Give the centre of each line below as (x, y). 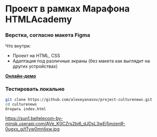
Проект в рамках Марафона (67, 9)
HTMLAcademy (39, 19)
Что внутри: (18, 46)
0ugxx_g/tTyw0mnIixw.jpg (32, 129)
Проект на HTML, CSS (36, 56)
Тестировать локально (35, 89)
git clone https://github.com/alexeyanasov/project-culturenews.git (79, 99)
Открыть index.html (26, 109)
